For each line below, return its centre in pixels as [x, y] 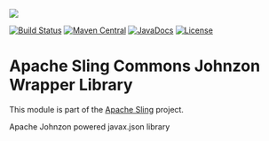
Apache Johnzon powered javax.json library [90, 126]
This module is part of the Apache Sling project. [97, 109]
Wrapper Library [71, 85]
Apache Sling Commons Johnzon [134, 66]
